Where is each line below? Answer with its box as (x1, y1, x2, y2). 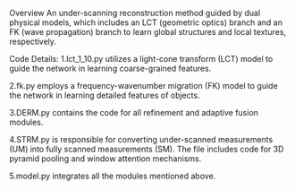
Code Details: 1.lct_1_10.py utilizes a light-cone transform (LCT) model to (9, 54, 274, 64)
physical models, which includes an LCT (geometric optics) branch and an (9, 17, 283, 28)
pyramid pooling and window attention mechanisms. (9, 153, 202, 164)
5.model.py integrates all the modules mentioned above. (9, 170, 216, 181)
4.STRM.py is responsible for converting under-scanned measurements (9, 134, 274, 144)
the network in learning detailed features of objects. (9, 90, 200, 100)
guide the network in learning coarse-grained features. (9, 63, 212, 73)
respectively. (9, 36, 56, 47)
